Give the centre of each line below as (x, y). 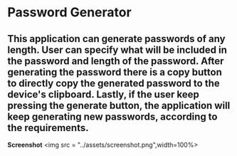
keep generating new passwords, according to (112, 116)
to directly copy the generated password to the (114, 83)
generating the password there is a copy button (115, 72)
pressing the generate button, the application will (119, 105)
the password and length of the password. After (116, 61)
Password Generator (69, 12)
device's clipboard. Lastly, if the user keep (103, 94)
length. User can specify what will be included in (117, 50)
